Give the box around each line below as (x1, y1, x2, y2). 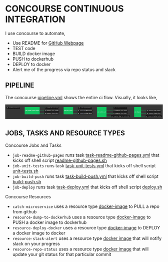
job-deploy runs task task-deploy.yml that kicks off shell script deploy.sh (12, 184, 162, 190)
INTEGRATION (5, 14, 66, 25)
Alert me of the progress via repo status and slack (12, 66, 116, 73)
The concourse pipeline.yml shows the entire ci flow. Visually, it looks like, (5, 94, 157, 100)
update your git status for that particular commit (12, 251, 111, 257)
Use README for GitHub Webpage (12, 40, 84, 46)
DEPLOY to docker (12, 61, 51, 67)
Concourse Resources (5, 193, 51, 199)
